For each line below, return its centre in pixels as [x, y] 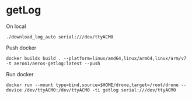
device [14, 90]
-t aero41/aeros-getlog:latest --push [53, 63]
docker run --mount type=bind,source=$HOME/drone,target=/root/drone [92, 85]
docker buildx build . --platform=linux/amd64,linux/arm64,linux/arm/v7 [96, 58]
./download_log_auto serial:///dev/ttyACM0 [60, 37]
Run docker [20, 74]
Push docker [21, 48]
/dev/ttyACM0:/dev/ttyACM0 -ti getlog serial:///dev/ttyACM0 [100, 90]
